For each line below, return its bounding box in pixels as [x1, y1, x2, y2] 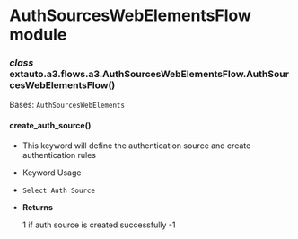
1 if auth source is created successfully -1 [22, 219, 176, 230]
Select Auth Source [22, 186, 96, 195]
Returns [22, 201, 54, 212]
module [9, 24, 67, 45]
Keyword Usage [22, 167, 82, 178]
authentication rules [22, 149, 97, 160]
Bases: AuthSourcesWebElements [9, 100, 126, 111]
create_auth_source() [9, 120, 92, 131]
